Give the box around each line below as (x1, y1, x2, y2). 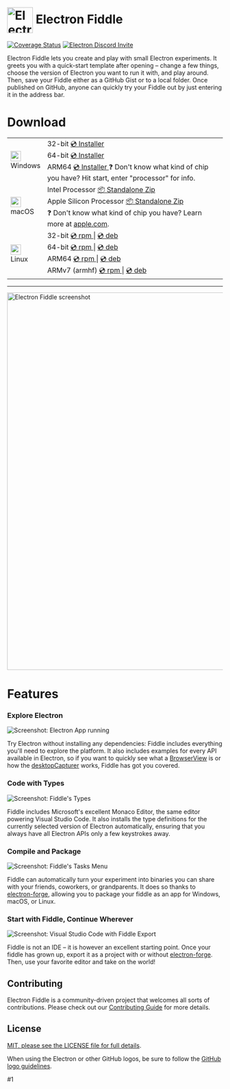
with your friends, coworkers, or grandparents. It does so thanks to (7, 882, 196, 891)
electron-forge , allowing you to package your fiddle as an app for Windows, (7, 889, 220, 898)
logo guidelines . (7, 1062, 53, 1070)
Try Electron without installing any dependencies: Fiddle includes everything (7, 740, 222, 748)
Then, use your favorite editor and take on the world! (7, 958, 156, 966)
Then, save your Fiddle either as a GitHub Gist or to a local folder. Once (7, 75, 208, 84)
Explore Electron (7, 710, 64, 720)
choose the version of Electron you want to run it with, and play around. (7, 69, 209, 77)
